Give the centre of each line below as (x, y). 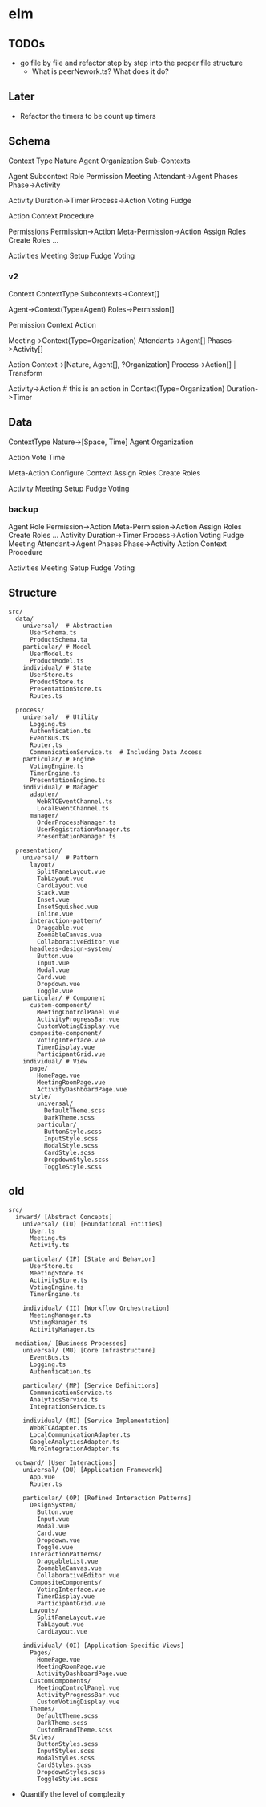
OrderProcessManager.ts (77, 822)
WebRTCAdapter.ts (58, 1428)
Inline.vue (55, 914)
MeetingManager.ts (60, 1315)
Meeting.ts (48, 1238)
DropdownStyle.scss (77, 1160)
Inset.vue (53, 899)
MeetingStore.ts (56, 1273)
